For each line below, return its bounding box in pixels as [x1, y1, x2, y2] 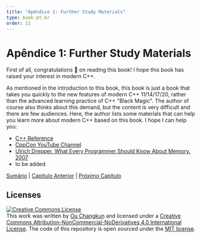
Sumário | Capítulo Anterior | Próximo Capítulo [6, 172, 122, 179]
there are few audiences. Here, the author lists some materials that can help [6, 110, 196, 117]
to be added [15, 160, 45, 168]
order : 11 [6, 20, 31, 26]
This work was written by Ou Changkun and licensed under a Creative [6, 213, 181, 220]
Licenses [6, 190, 41, 200]
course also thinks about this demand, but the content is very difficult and [6, 104, 191, 111]
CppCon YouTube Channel [15, 141, 82, 148]
